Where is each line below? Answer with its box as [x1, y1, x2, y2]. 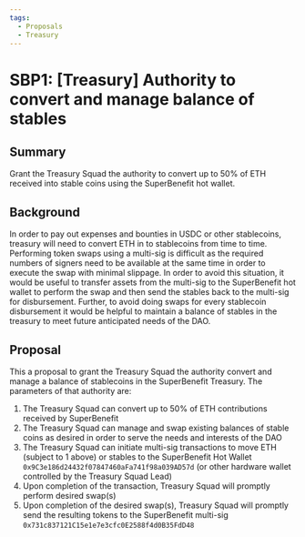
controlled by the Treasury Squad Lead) [22, 471, 173, 481]
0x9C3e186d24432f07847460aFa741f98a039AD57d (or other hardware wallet [22, 461, 291, 471]
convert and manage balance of [9, 88, 255, 109]
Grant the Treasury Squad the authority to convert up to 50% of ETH [9, 168, 267, 179]
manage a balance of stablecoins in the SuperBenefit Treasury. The [9, 376, 263, 387]
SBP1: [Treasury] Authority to [9, 69, 237, 90]
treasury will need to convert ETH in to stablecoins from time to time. [9, 238, 268, 249]
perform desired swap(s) [22, 491, 117, 501]
